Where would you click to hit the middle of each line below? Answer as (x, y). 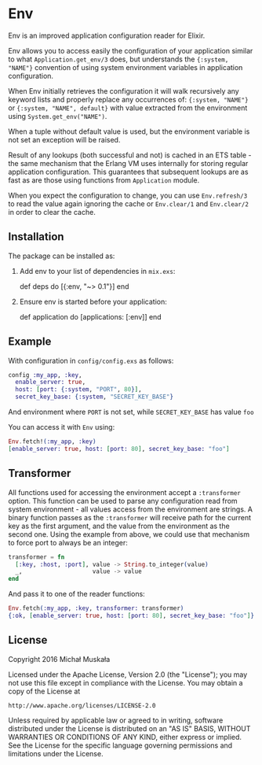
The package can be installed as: (62, 256)
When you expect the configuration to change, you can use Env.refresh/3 (128, 195)
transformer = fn (36, 557)
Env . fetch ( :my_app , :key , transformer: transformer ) (96, 608)
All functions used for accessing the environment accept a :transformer (124, 492)
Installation (36, 237)
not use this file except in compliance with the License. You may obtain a (126, 682)
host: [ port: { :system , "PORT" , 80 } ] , (79, 390)
